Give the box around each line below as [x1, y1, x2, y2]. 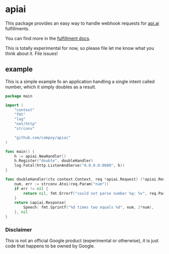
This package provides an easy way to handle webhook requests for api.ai [5, 20, 159, 26]
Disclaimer [5, 226, 32, 233]
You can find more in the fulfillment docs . [5, 35, 91, 41]
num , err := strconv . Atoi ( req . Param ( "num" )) [14, 181, 109, 186]
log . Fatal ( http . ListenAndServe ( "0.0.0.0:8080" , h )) [14, 163, 125, 168]
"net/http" [14, 121, 37, 126]
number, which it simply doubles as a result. [5, 84, 97, 90]
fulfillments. [5, 25, 30, 31]
